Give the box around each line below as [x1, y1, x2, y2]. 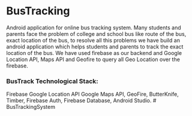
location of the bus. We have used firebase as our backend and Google [6, 49, 182, 56]
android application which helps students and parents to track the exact [6, 43, 184, 50]
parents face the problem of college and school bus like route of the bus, [6, 30, 187, 37]
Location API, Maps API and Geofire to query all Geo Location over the [6, 56, 180, 63]
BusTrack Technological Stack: [6, 77, 98, 85]
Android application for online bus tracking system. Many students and [6, 24, 181, 31]
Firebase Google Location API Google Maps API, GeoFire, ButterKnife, [6, 91, 179, 98]
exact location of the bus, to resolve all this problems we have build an [6, 36, 180, 44]
